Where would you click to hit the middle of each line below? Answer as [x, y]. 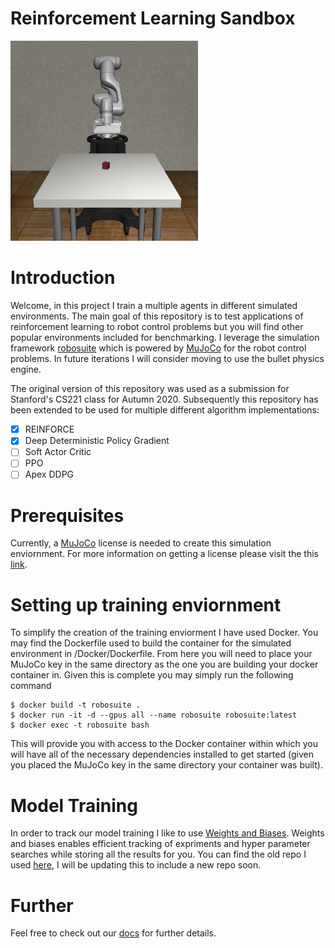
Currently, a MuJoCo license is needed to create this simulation [141, 543]
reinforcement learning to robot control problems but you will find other [157, 327]
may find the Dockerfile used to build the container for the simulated [151, 643]
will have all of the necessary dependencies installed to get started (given [162, 754]
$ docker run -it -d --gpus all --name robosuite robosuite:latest [154, 715]
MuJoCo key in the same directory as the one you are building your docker [164, 664]
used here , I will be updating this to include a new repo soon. [136, 865]
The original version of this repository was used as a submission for [150, 389]
